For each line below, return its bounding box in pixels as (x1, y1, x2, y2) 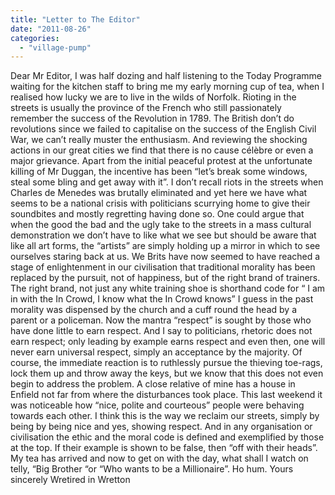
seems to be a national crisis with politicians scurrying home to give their (10, 197, 311, 210)
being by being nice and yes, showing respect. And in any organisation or (10, 421, 313, 433)
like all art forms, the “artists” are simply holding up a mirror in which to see (10, 240, 321, 252)
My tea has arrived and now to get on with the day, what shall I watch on (10, 452, 309, 465)
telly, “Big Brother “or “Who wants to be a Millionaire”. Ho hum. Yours (10, 463, 294, 475)
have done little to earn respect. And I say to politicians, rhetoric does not (10, 325, 313, 337)
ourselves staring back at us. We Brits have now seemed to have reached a (10, 251, 321, 263)
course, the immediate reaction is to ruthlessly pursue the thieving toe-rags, (10, 357, 323, 369)
